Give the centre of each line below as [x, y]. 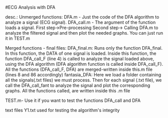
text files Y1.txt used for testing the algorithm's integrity [62, 110]
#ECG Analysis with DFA [30, 7]
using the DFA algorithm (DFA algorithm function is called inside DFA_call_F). [84, 64]
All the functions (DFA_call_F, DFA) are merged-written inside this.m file [79, 69]
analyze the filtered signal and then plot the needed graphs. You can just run [84, 33]
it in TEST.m [18, 38]
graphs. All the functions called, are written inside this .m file [68, 91]
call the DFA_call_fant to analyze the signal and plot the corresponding [78, 85]
